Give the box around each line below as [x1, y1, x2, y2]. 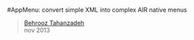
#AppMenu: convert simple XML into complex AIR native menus [7, 6, 187, 14]
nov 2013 [23, 26, 50, 34]
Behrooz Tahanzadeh [23, 19, 84, 26]
